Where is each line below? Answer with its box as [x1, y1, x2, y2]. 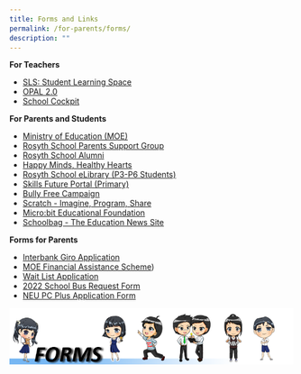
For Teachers [9, 59, 60, 70]
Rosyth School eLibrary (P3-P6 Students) [22, 169, 177, 180]
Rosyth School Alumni [22, 150, 105, 161]
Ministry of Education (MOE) [22, 131, 129, 141]
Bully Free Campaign [22, 188, 101, 199]
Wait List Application [22, 271, 99, 282]
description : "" [9, 33, 70, 42]
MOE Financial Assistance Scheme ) [22, 261, 155, 272]
